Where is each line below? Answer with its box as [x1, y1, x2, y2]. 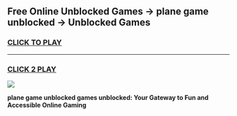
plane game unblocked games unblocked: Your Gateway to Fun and [7, 93, 209, 101]
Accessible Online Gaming [7, 101, 87, 109]
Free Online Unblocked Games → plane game [7, 6, 209, 18]
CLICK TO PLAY [7, 38, 62, 48]
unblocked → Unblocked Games [7, 17, 151, 29]
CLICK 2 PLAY [7, 64, 56, 74]
